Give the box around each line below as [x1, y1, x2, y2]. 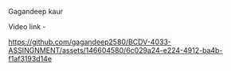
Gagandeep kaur [8, 7, 64, 16]
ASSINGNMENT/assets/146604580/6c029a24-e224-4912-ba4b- [8, 46, 223, 54]
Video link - [8, 22, 46, 31]
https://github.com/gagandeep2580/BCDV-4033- [8, 37, 171, 47]
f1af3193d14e [8, 54, 53, 63]
